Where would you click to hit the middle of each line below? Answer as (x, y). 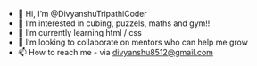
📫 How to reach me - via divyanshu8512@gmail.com (116, 52)
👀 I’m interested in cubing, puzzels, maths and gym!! (114, 23)
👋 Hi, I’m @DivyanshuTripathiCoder (82, 14)
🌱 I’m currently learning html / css (80, 33)
